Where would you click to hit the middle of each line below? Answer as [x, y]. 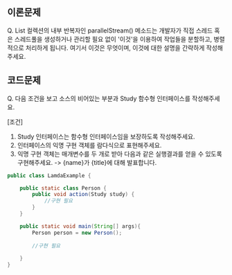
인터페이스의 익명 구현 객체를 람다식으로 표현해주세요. [89, 145]
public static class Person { [63, 188]
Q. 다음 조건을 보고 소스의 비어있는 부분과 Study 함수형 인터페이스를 [99, 98]
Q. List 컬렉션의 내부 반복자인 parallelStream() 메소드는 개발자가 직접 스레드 [110, 30]
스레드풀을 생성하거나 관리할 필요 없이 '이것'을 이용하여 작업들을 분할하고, [113, 39]
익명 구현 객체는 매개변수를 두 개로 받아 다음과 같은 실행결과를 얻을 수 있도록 [120, 154]
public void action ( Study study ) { [83, 195]
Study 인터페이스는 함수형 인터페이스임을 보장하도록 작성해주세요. [106, 136]
